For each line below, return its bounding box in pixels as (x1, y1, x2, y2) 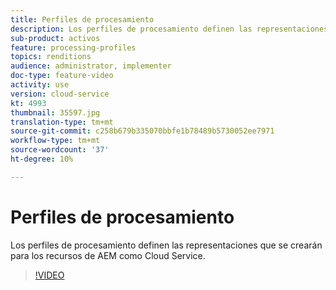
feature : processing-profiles (10, 42, 137, 53)
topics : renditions (10, 52, 92, 62)
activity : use (10, 80, 70, 90)
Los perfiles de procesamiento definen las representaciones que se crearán (10, 239, 323, 251)
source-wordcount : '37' (10, 145, 110, 155)
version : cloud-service (10, 89, 110, 99)
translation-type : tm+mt (10, 117, 114, 127)
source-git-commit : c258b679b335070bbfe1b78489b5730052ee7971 (10, 126, 275, 136)
